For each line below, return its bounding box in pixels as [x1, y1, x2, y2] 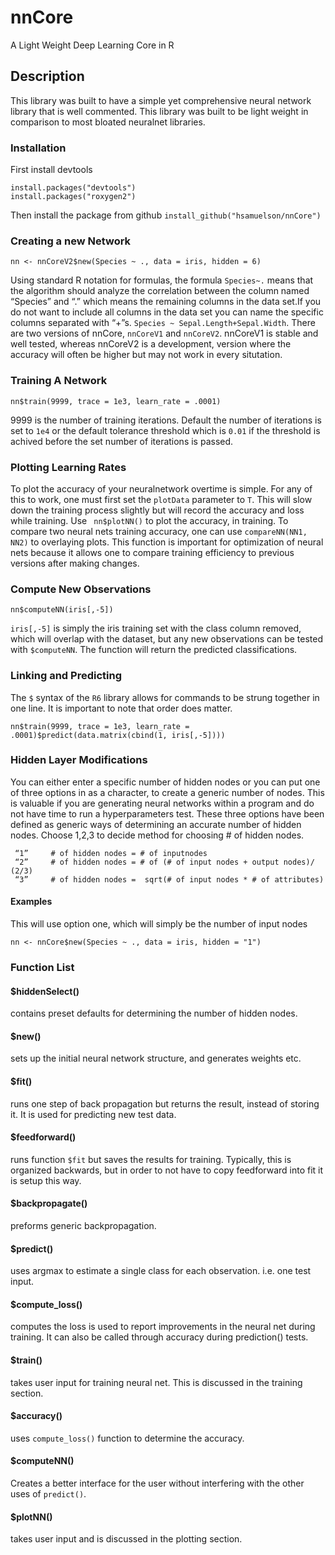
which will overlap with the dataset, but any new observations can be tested [10, 633, 324, 645]
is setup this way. [10, 1174, 82, 1186]
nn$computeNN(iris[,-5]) [10, 605, 114, 615]
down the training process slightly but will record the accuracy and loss [10, 504, 305, 516]
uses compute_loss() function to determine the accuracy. [10, 1432, 245, 1444]
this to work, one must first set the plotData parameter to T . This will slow [10, 493, 313, 505]
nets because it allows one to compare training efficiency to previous [10, 546, 295, 558]
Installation [10, 141, 67, 155]
